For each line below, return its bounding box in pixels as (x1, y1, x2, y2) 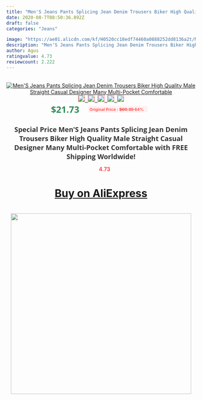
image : (6, 37, 23, 43)
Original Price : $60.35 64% (89, 106, 144, 112)
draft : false (6, 20, 39, 26)
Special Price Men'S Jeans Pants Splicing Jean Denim (14, 124, 188, 134)
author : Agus (6, 48, 39, 54)
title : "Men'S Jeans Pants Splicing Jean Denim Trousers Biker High (6, 8, 182, 15)
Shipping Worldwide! (66, 151, 136, 161)
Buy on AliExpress (54, 187, 148, 201)
